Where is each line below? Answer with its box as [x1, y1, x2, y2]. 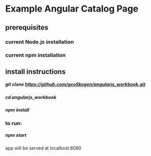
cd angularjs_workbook [5, 94, 57, 100]
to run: [5, 120, 22, 127]
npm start [5, 132, 27, 138]
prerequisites [5, 23, 49, 32]
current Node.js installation [5, 38, 74, 45]
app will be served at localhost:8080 [5, 145, 82, 151]
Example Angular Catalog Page [5, 3, 138, 15]
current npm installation [5, 51, 66, 59]
